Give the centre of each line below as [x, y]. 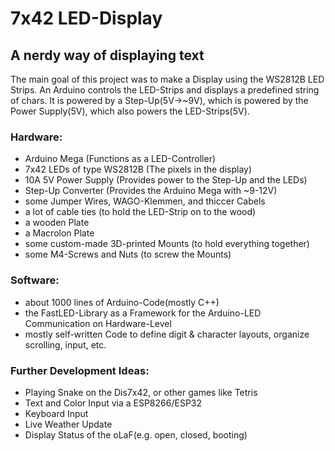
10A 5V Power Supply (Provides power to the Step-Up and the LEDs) [166, 180]
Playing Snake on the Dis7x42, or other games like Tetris [141, 392]
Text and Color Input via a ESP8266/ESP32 [113, 403]
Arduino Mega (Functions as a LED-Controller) [120, 159]
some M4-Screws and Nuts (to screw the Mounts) [128, 254]
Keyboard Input [56, 413]
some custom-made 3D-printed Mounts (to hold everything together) [167, 244]
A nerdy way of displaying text [107, 55]
